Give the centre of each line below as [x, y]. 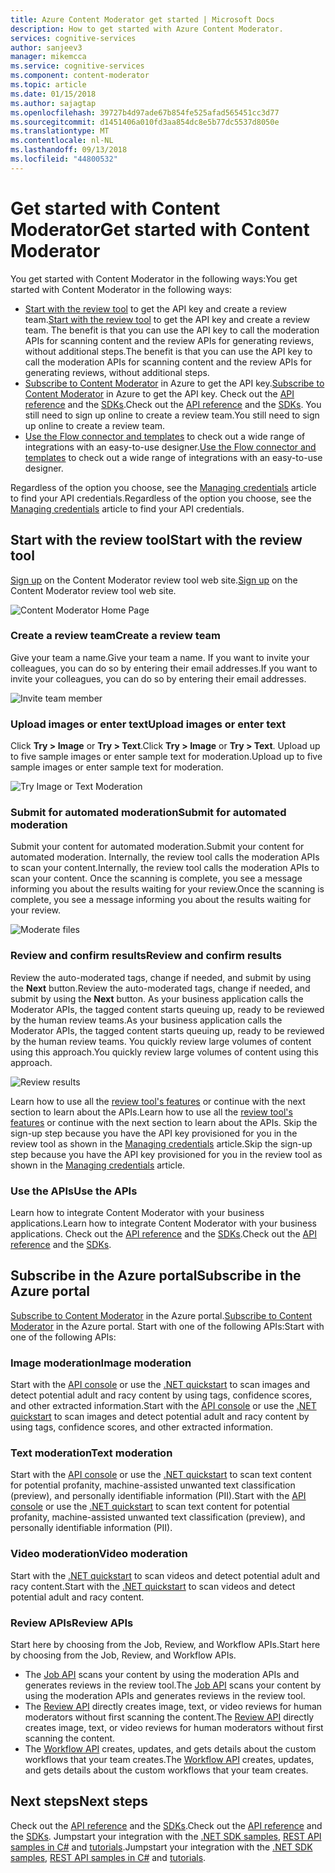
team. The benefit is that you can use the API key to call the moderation [172, 330]
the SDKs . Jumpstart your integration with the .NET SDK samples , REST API [166, 1836]
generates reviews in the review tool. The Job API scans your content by [173, 1685]
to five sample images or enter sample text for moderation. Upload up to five [166, 757]
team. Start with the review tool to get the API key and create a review [167, 319]
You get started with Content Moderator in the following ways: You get [154, 278]
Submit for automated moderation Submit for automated [148, 813]
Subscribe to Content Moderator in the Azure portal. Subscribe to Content [161, 1315]
